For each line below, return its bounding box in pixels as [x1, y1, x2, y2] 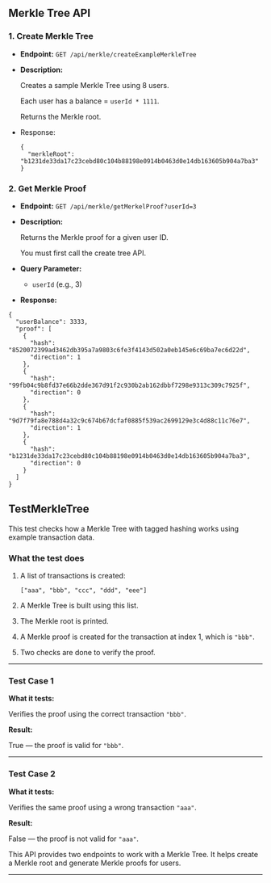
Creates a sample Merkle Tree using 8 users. [19, 80, 169, 90]
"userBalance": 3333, [15, 317, 89, 326]
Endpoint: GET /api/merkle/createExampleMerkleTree [19, 48, 197, 59]
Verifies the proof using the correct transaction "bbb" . [8, 709, 187, 719]
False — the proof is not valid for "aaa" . [8, 834, 140, 843]
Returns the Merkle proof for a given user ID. [19, 232, 169, 242]
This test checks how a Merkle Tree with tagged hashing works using [8, 523, 240, 533]
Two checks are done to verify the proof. [19, 648, 156, 658]
